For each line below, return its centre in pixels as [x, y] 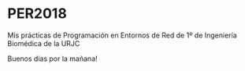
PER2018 [37, 14]
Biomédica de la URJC [44, 43]
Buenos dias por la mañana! [52, 59]
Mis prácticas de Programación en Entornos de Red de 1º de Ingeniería [122, 35]
